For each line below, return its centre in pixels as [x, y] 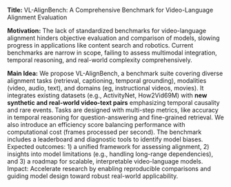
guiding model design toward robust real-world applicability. [93, 176]
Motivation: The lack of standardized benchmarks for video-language [107, 31]
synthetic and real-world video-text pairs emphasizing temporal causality [113, 102]
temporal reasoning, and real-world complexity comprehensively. [100, 60]
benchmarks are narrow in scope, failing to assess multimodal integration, [112, 52]
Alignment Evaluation [37, 17]
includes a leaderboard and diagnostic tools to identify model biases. [105, 139]
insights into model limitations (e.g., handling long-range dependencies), [110, 154]
